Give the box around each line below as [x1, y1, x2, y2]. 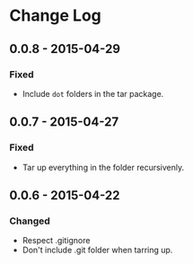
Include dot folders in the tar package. [22, 88, 164, 99]
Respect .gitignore [22, 235, 91, 246]
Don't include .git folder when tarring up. [22, 244, 173, 256]
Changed [9, 215, 51, 227]
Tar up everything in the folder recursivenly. [22, 162, 185, 172]
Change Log [9, 5, 101, 26]
